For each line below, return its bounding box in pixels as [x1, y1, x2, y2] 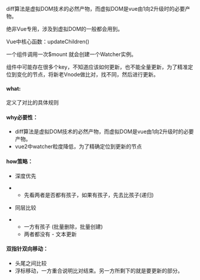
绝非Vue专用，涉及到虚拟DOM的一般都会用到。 [6, 26, 123, 32]
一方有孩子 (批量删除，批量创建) [23, 223, 103, 230]
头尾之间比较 [14, 259, 47, 267]
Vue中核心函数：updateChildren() [6, 38, 90, 45]
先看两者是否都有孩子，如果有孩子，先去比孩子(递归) [23, 191, 154, 198]
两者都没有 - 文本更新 [23, 230, 77, 238]
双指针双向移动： [6, 245, 49, 253]
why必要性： [6, 113, 38, 121]
